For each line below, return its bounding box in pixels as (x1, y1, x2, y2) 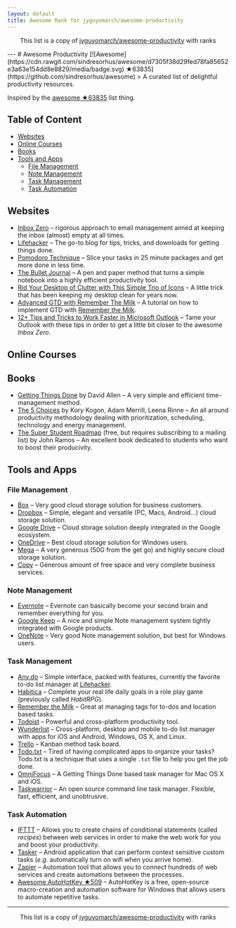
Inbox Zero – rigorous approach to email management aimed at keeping (17, 224, 225, 232)
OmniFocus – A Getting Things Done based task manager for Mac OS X (17, 769, 224, 778)
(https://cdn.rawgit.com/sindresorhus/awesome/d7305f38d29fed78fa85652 (7, 57, 229, 65)
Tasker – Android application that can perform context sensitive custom (17, 848, 225, 856)
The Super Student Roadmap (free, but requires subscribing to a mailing (17, 428, 227, 437)
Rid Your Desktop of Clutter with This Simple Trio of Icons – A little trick (17, 283, 223, 292)
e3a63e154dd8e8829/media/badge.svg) (7, 65, 125, 73)
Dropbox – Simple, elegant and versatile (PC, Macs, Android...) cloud (17, 508, 216, 517)
